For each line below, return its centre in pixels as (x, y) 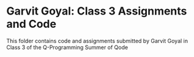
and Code (32, 24)
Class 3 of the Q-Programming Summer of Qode (67, 47)
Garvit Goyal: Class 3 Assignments (97, 11)
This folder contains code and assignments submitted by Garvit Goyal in (97, 41)
